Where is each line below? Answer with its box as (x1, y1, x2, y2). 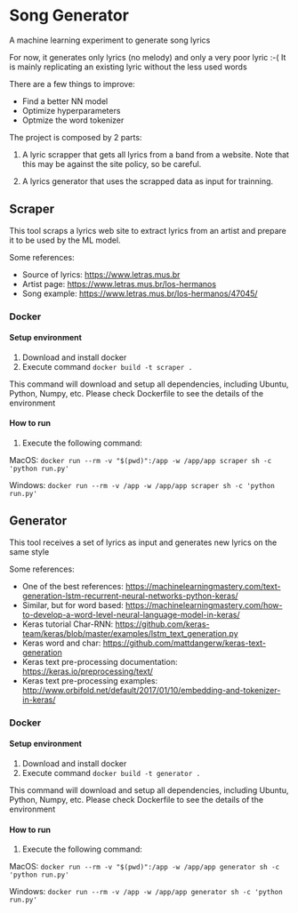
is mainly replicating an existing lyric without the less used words (9, 61, 247, 72)
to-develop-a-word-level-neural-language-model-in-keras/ (21, 609, 240, 620)
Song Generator (9, 5, 129, 26)
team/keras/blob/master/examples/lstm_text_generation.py (21, 628, 238, 638)
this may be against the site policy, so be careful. (21, 158, 202, 169)
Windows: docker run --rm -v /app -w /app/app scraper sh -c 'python (9, 480, 276, 491)
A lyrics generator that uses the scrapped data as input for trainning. (21, 175, 274, 187)
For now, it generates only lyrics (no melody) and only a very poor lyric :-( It (9, 52, 286, 62)
